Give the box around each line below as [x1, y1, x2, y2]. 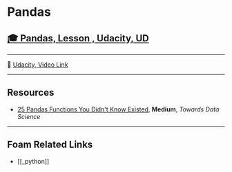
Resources [7, 87, 55, 98]
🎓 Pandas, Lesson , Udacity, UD [7, 32, 150, 44]
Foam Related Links [7, 139, 93, 151]
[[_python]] [17, 157, 50, 165]
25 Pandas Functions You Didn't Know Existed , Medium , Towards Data [17, 105, 220, 114]
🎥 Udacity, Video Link [7, 61, 68, 69]
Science [17, 112, 41, 120]
